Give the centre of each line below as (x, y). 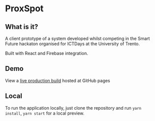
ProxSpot (25, 9)
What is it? (22, 27)
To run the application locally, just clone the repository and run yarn (73, 108)
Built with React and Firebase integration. (47, 53)
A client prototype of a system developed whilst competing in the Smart (77, 38)
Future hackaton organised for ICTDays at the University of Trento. (72, 44)
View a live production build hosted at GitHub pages (58, 80)
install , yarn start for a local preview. (45, 113)
